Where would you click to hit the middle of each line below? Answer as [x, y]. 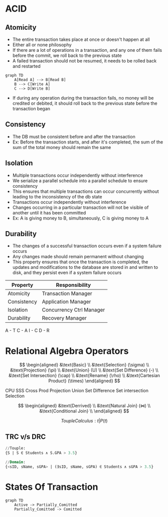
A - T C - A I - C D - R [27, 331]
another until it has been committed [49, 212]
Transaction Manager [67, 293]
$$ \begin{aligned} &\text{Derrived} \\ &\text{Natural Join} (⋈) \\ [84, 406]
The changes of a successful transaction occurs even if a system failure [87, 246]
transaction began [31, 108]
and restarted [27, 66]
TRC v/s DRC [26, 437]
